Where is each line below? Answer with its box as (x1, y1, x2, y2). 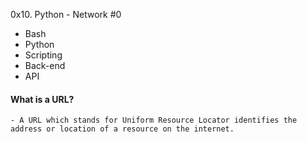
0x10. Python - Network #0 (10, 9, 122, 20)
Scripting (24, 49, 63, 61)
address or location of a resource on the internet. (10, 124, 235, 134)
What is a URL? (10, 93, 75, 105)
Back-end (24, 60, 66, 71)
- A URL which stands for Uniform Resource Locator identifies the (10, 115, 298, 126)
